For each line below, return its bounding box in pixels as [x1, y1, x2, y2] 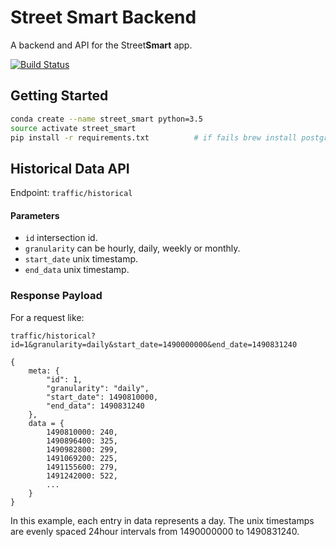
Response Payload [10, 289, 103, 303]
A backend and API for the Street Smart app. [10, 39, 193, 51]
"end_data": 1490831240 [46, 401, 145, 411]
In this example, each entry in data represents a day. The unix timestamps [10, 514, 315, 526]
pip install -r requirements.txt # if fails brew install [10, 132, 298, 143]
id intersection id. [24, 232, 98, 244]
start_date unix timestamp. [24, 253, 139, 265]
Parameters [10, 209, 60, 221]
